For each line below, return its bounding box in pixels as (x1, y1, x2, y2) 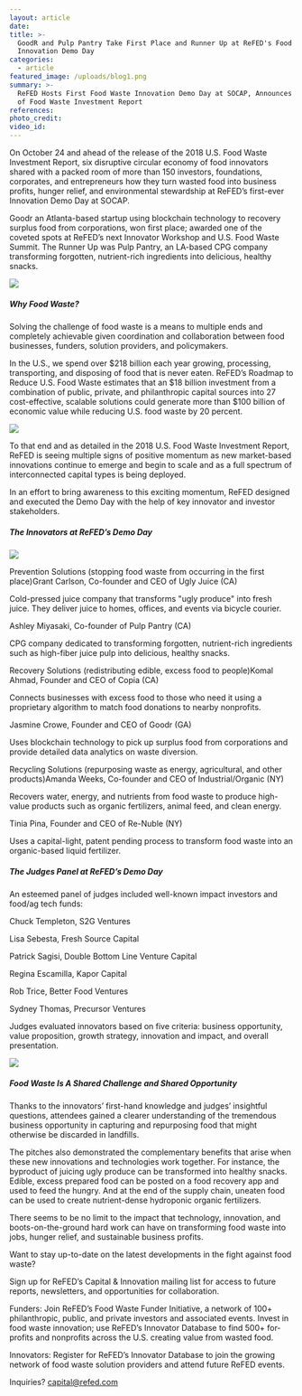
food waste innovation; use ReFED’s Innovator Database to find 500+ (9, 1322, 266, 1333)
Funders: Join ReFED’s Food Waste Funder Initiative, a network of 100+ (9, 1303, 273, 1314)
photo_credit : (9, 114, 63, 123)
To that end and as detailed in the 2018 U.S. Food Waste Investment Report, (9, 440, 290, 451)
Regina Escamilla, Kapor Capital (9, 968, 128, 979)
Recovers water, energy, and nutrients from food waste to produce (9, 791, 257, 801)
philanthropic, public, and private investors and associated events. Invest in (9, 1312, 289, 1324)
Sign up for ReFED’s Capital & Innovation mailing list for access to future (9, 1276, 277, 1287)
